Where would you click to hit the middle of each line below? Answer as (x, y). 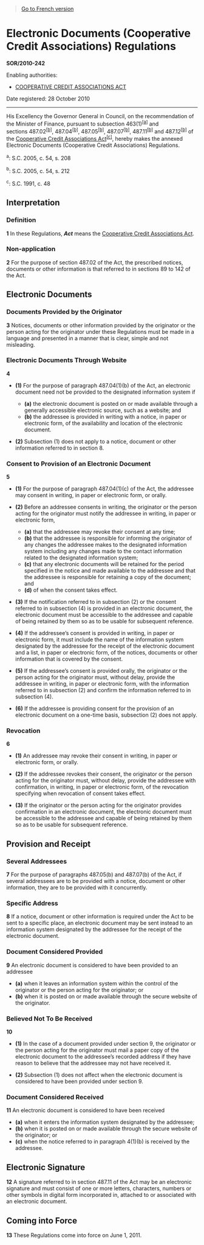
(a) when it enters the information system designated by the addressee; (105, 1122)
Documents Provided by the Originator (64, 312)
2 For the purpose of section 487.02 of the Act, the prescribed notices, (95, 262)
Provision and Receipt (49, 844)
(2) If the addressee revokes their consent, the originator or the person (104, 774)
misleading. (21, 344)
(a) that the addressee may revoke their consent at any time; (100, 532)
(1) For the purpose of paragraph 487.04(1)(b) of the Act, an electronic (103, 385)
